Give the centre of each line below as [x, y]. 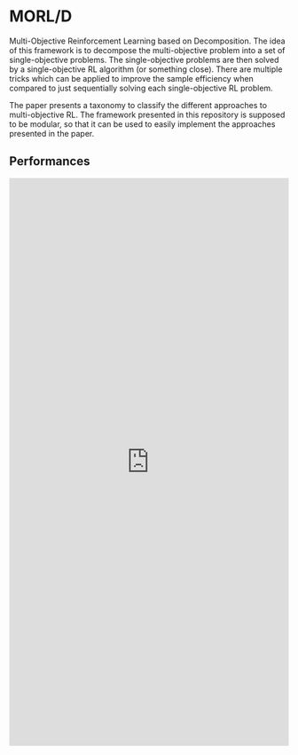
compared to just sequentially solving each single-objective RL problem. [141, 88]
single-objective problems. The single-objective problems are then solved [144, 59]
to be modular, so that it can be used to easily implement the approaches [142, 124]
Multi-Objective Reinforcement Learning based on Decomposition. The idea [147, 41]
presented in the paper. [52, 133]
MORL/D [41, 16]
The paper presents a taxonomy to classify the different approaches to [138, 105]
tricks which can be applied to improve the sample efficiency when [132, 78]
